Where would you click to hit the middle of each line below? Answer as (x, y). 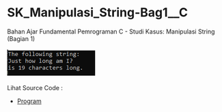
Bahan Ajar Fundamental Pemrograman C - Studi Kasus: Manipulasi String (111, 31)
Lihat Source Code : (35, 87)
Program (29, 101)
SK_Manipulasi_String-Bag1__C (97, 13)
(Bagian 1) (21, 38)
